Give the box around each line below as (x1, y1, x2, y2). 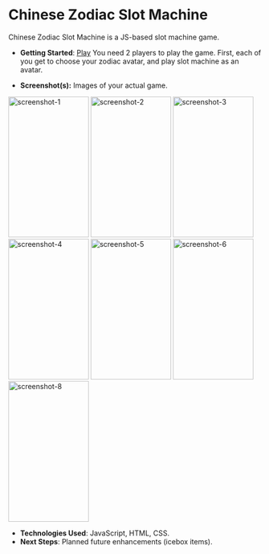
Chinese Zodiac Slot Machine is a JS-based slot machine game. (8, 32, 219, 42)
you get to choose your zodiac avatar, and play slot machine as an (19, 56, 239, 66)
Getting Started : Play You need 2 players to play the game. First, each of (19, 47, 262, 57)
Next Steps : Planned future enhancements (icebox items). (19, 536, 213, 546)
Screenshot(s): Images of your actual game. (19, 80, 168, 90)
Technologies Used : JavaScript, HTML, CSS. (19, 528, 170, 538)
